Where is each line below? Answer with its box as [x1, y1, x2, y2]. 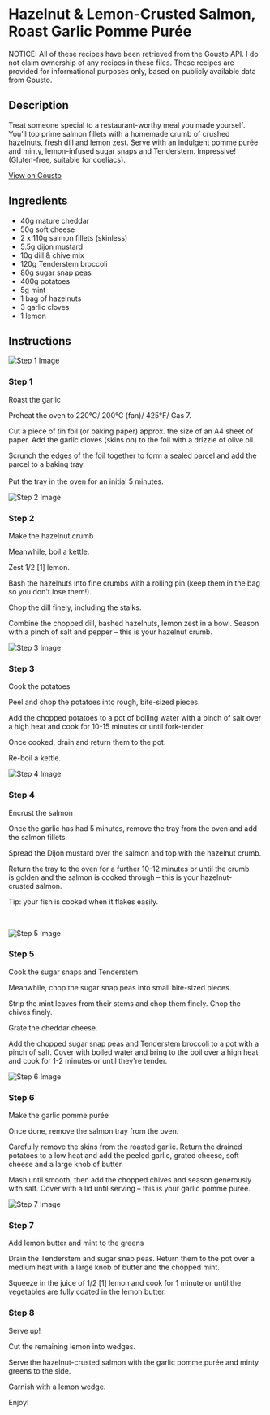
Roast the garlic [8, 394, 61, 404]
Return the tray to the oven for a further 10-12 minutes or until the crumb [8, 864, 250, 873]
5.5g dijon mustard [19, 242, 84, 251]
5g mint [19, 285, 46, 294]
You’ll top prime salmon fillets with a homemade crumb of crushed [8, 128, 230, 138]
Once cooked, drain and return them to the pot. [8, 738, 166, 747]
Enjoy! [8, 1397, 30, 1407]
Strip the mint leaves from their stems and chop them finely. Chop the [8, 998, 241, 1008]
